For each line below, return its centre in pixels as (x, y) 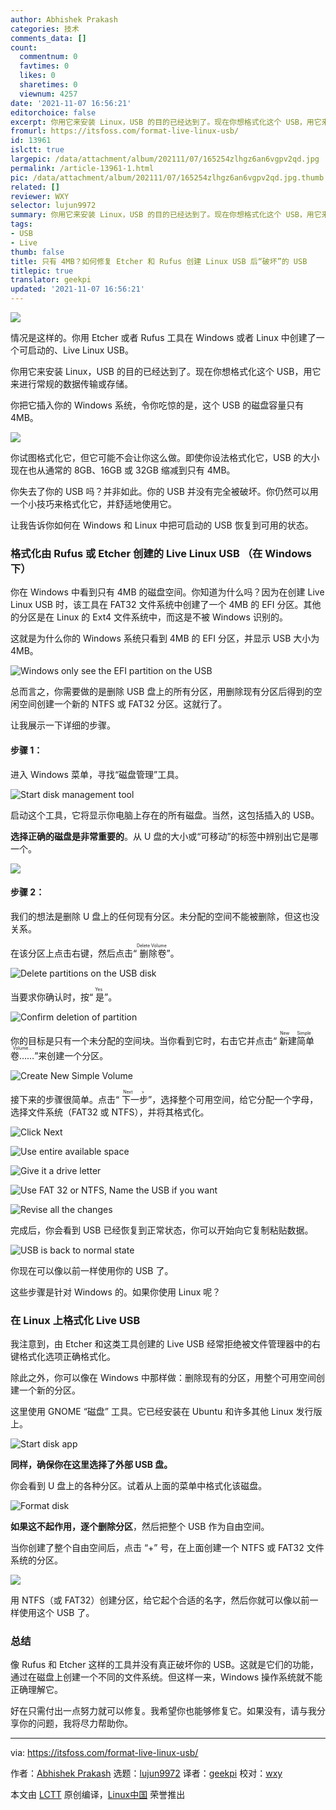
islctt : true (37, 150)
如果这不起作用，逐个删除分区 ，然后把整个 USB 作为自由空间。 (140, 1526)
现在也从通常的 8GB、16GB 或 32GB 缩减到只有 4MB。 (123, 470)
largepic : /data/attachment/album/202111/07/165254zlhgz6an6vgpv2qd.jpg (165, 159)
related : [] (35, 187)
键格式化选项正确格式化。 (63, 1356)
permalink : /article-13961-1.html (82, 168)
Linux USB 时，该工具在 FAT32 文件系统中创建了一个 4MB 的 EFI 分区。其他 (166, 605)
